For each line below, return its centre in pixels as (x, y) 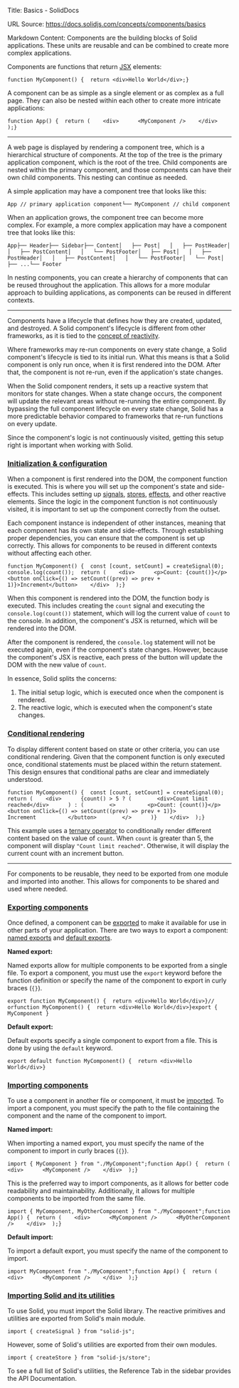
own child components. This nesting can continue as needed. (97, 178)
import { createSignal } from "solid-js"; (71, 1332)
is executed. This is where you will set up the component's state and (108, 487)
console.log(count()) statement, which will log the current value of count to (119, 613)
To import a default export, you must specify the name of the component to (118, 1251)
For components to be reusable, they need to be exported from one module (118, 874)
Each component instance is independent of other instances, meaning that (117, 523)
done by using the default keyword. (60, 1048)
